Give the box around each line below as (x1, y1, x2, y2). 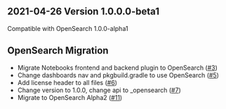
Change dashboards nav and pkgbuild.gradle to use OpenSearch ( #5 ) (17, 70, 220, 79)
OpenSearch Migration (7, 45, 109, 57)
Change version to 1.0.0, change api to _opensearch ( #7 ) (17, 86, 181, 94)
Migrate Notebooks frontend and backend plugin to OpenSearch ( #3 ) (17, 63, 218, 72)
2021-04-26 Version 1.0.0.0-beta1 (7, 6, 160, 18)
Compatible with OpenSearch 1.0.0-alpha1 (7, 24, 128, 32)
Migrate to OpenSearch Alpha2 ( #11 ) (17, 93, 123, 101)
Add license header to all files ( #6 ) (17, 78, 118, 86)
